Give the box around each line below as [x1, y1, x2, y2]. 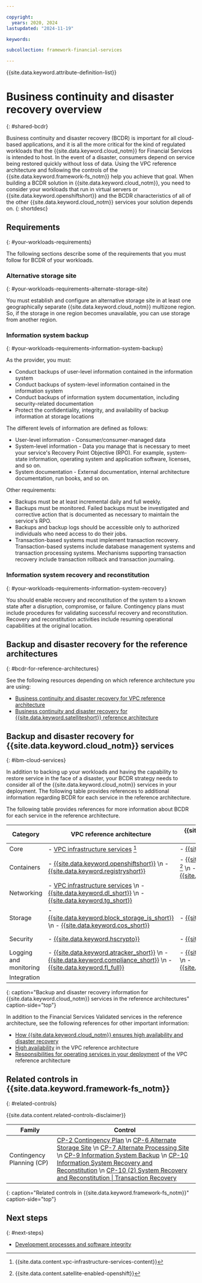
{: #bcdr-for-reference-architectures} [6, 664, 99, 672]
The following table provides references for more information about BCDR [6, 805, 189, 813]
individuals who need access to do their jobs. [14, 530, 127, 537]
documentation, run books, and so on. [14, 474, 110, 482]
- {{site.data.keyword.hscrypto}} [47, 935, 140, 944]
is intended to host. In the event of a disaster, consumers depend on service [6, 154, 195, 161]
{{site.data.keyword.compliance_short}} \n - [47, 956, 173, 965]
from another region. [6, 316, 58, 323]
